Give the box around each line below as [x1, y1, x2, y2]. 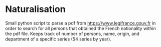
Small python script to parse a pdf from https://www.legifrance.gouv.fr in [5, 20, 156, 26]
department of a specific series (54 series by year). [5, 36, 112, 42]
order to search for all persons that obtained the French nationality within [5, 25, 156, 31]
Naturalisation [5, 3, 66, 15]
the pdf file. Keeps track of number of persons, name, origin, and [5, 30, 139, 36]
